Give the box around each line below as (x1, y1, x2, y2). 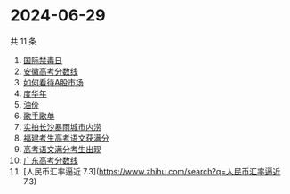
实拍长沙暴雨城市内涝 (22, 121, 101, 132)
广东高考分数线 (22, 155, 78, 166)
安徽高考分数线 (22, 66, 78, 77)
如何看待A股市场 (22, 77, 84, 87)
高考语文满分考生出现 (22, 143, 101, 154)
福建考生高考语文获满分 (22, 133, 109, 143)
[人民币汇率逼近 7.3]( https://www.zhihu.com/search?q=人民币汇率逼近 (22, 166, 281, 176)
